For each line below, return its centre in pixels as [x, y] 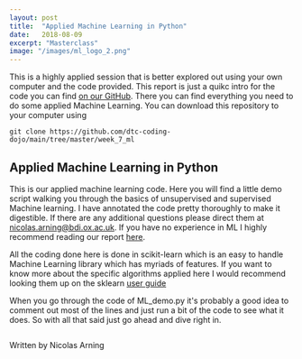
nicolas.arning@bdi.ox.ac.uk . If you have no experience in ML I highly [138, 227]
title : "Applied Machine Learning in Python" [98, 26]
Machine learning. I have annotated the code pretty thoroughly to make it [145, 207]
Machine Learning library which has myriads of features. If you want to [141, 263]
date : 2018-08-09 [46, 34]
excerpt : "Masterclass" [54, 43]
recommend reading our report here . [78, 236]
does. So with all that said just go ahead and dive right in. [115, 319]
